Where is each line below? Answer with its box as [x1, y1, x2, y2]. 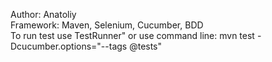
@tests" [129, 40, 163, 52]
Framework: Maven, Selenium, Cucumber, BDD [10, 19, 204, 31]
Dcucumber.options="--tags [10, 40, 128, 52]
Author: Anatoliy [10, 9, 77, 20]
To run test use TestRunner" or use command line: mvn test [10, 30, 255, 41]
